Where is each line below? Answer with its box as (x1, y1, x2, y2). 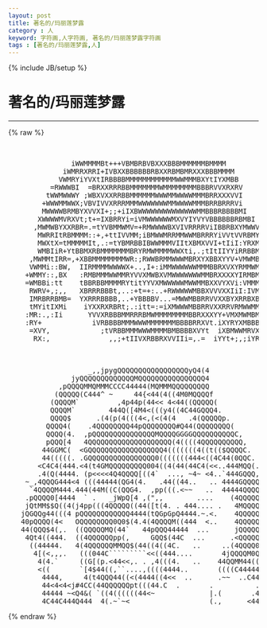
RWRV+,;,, (29, 287, 68, 295)
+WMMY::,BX (25, 271, 68, 279)
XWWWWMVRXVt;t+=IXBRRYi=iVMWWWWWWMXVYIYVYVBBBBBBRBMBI (37, 215, 256, 224)
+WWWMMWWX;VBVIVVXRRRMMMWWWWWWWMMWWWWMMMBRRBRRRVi (41, 199, 244, 208)
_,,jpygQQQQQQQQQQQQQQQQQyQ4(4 (87, 366, 210, 375)
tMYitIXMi (29, 302, 68, 311)
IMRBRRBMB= (29, 294, 72, 303)
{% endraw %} (8, 612, 57, 622)
